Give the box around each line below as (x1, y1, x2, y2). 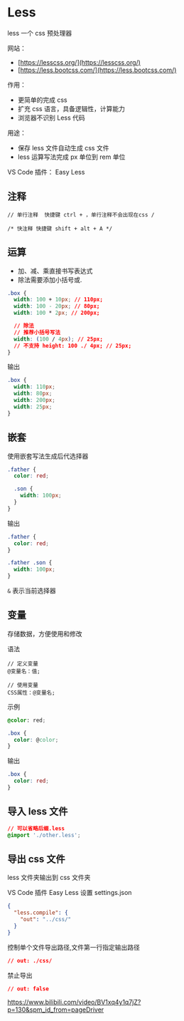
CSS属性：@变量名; (7, 689, 55, 696)
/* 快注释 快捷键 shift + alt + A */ (7, 225, 112, 232)
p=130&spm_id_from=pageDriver (7, 1005, 104, 1014)
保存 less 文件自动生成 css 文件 (17, 143, 109, 152)
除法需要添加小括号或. (17, 275, 82, 284)
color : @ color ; (13, 736, 59, 743)
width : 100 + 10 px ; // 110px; (13, 296, 103, 304)
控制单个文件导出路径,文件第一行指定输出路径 (7, 943, 141, 951)
